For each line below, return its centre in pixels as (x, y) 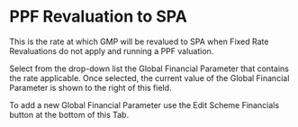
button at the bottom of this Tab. (69, 114)
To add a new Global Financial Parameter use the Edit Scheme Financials (144, 104)
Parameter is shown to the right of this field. (91, 87)
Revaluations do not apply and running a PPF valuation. (112, 50)
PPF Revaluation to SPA (98, 17)
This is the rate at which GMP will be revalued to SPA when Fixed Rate (139, 41)
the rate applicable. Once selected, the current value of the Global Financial (149, 77)
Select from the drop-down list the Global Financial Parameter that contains (149, 68)
